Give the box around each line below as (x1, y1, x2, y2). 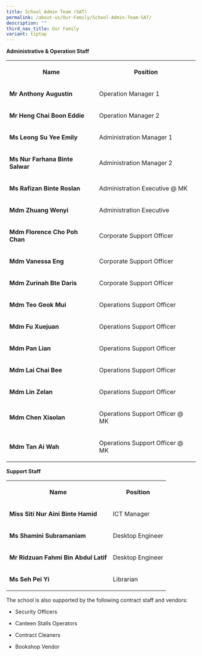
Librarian (112, 575, 138, 583)
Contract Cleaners (14, 631, 61, 639)
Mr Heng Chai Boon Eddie (9, 112, 85, 120)
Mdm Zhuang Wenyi (9, 206, 69, 214)
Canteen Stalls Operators (14, 620, 78, 627)
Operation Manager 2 (99, 112, 160, 120)
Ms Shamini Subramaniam (9, 532, 86, 540)
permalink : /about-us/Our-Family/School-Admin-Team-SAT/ (6, 14, 152, 20)
